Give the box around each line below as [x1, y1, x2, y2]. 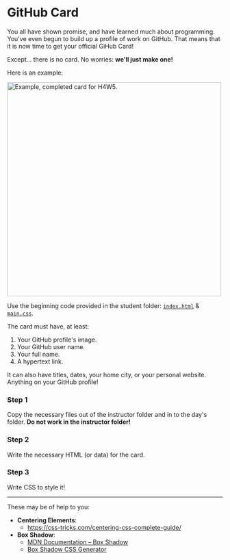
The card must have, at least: [7, 322, 90, 330]
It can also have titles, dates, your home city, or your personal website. [7, 370, 207, 379]
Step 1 [7, 395, 28, 405]
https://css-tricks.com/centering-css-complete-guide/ [27, 523, 181, 531]
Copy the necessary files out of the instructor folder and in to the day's [7, 411, 207, 419]
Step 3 [7, 468, 29, 477]
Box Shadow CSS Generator [27, 545, 107, 553]
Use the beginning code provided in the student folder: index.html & [7, 301, 200, 309]
